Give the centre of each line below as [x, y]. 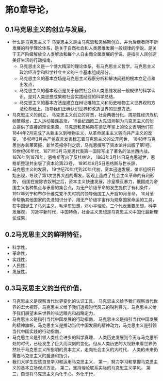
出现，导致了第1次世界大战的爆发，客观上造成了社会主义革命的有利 [83, 175]
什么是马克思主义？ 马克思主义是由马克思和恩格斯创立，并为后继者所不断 [85, 42]
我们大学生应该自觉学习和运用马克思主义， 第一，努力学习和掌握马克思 [83, 362]
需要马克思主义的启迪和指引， [42, 355]
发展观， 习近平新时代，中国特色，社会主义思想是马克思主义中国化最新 [83, 212]
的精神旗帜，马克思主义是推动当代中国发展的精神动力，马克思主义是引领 [84, 325]
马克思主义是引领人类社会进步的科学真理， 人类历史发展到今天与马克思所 [85, 337]
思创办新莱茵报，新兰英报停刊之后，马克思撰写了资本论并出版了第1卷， [83, 145]
